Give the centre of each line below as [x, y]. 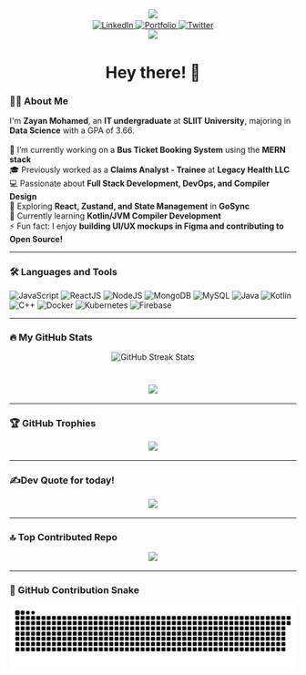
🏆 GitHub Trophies [53, 423]
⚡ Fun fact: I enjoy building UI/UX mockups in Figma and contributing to [147, 226]
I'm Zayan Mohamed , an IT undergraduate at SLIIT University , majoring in [150, 121]
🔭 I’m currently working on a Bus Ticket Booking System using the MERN [148, 150]
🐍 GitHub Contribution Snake [74, 589]
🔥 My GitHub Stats [51, 337]
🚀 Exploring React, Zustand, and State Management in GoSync [130, 206]
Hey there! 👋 [153, 73]
